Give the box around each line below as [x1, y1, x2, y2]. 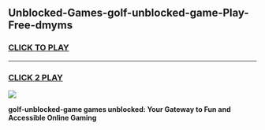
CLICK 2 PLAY [8, 72, 63, 83]
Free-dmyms [8, 19, 73, 32]
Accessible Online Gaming [8, 113, 97, 122]
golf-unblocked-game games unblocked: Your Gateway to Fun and [8, 104, 231, 113]
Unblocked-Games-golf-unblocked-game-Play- [8, 6, 250, 20]
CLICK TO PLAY [8, 43, 69, 54]
